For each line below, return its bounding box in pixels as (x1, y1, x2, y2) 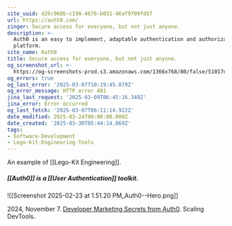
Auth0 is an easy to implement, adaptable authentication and (13, 36, 196, 43)
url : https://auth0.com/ (7, 17, 79, 24)
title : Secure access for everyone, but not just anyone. (7, 55, 177, 62)
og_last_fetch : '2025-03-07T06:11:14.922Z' (7, 107, 135, 114)
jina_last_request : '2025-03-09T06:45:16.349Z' (7, 94, 147, 101)
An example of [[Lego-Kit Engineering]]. (7, 158, 122, 166)
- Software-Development (7, 132, 76, 139)
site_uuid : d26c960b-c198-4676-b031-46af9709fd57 (7, 10, 153, 17)
